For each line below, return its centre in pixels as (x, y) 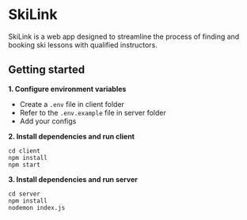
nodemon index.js (37, 207)
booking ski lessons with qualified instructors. (83, 44)
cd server (25, 194)
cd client (25, 151)
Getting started (47, 70)
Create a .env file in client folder (72, 104)
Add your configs (48, 121)
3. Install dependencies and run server (73, 179)
